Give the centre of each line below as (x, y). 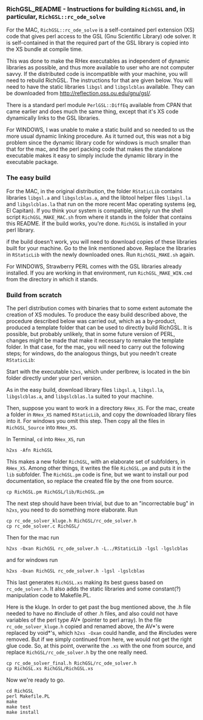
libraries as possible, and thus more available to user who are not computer (100, 67)
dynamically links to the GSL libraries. (53, 118)
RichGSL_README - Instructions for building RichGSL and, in (96, 9)
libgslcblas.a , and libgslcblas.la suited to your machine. (80, 396)
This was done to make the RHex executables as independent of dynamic (98, 61)
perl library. (21, 230)
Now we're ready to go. (36, 680)
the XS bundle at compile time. (45, 49)
